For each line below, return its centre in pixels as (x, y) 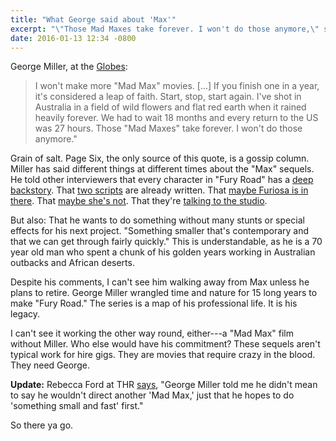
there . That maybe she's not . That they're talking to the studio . (139, 201)
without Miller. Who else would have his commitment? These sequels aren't (165, 344)
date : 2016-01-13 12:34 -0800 (73, 38)
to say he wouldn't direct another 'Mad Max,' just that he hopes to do (152, 395)
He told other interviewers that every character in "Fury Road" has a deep (162, 180)
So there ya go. (42, 425)
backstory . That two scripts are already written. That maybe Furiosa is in (159, 190)
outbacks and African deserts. (72, 263)
